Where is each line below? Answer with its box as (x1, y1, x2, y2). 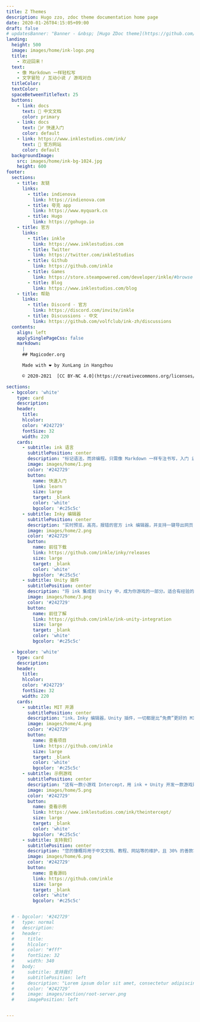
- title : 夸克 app (27, 202, 71, 208)
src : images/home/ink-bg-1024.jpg (17, 158, 102, 164)
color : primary (21, 114, 60, 120)
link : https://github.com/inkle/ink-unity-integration (32, 616, 171, 622)
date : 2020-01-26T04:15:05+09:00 (6, 20, 89, 26)
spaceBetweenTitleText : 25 (11, 92, 79, 98)
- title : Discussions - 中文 (27, 313, 98, 319)
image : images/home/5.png (27, 787, 92, 793)
